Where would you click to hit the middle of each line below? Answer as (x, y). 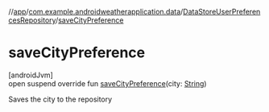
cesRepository (32, 20)
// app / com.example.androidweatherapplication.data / (96, 12)
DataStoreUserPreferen (221, 12)
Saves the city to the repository (60, 99)
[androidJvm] (31, 75)
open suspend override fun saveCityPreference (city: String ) (108, 83)
